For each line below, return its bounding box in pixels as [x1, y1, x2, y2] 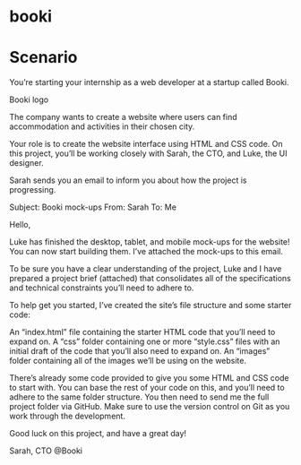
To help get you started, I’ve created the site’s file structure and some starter [9, 300, 292, 311]
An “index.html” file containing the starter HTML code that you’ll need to [9, 327, 276, 338]
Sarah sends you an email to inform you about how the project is [9, 175, 247, 185]
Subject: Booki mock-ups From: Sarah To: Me [9, 202, 177, 212]
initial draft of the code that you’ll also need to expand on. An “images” [9, 346, 271, 357]
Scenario [9, 47, 78, 68]
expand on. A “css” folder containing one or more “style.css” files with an [9, 336, 280, 347]
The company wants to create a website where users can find [9, 112, 237, 123]
